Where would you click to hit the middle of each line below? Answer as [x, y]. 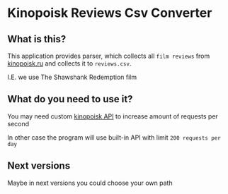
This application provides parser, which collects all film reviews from [109, 56]
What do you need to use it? [70, 99]
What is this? [37, 39]
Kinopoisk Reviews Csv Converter [110, 13]
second [18, 123]
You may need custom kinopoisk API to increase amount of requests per [113, 116]
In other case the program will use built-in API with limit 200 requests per [114, 137]
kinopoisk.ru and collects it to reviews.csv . [69, 63]
